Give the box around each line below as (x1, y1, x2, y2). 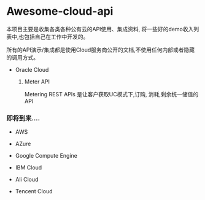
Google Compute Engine (15, 152, 78, 160)
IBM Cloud (15, 164, 42, 171)
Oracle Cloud (15, 66, 49, 73)
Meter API (24, 78, 50, 85)
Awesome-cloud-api (6, 4, 114, 18)
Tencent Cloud (15, 188, 53, 195)
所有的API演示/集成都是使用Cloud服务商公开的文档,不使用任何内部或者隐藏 (6, 46, 195, 53)
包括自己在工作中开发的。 (24, 33, 89, 40)
